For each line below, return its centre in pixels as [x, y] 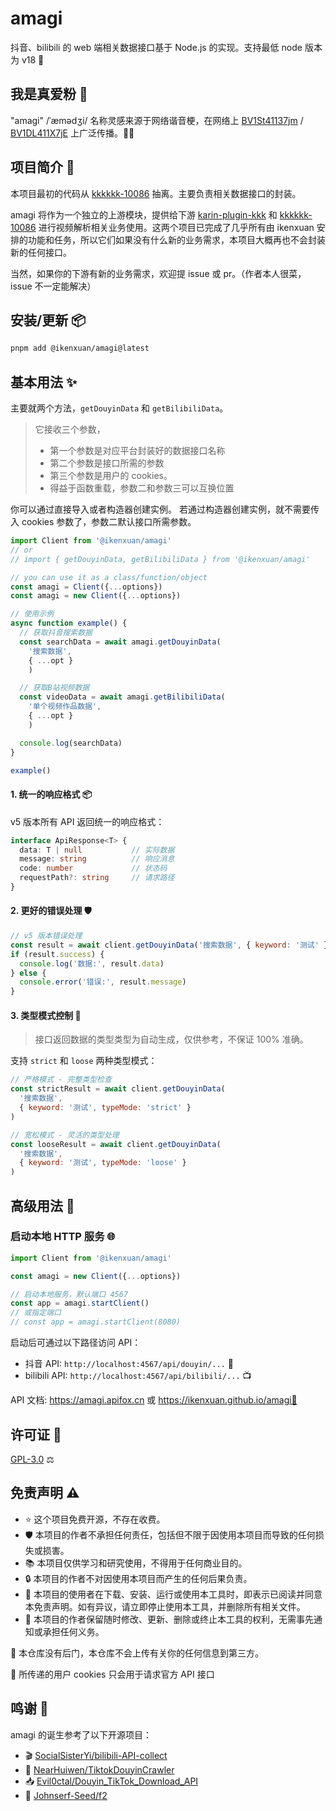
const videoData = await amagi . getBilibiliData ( [122, 697]
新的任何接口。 [41, 252]
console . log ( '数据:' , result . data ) [92, 963]
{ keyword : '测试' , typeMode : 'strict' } [105, 1108]
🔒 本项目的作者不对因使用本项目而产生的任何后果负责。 [138, 1578]
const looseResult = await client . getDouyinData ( [116, 1144]
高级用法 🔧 [42, 1205]
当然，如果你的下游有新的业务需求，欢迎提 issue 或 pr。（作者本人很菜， [158, 273]
